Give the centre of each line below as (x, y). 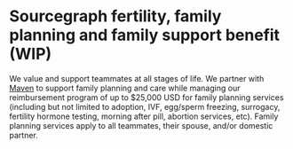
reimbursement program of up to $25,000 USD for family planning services (146, 97)
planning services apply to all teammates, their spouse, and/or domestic (141, 125)
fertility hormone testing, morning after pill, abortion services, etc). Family (144, 116)
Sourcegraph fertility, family (115, 16)
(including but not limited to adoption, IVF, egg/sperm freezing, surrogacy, (145, 106)
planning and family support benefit (145, 35)
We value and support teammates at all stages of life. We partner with (137, 78)
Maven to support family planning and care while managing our (125, 88)
